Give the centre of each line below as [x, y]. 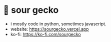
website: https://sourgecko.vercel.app [49, 29]
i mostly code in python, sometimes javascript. [58, 24]
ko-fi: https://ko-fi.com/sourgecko [46, 34]
